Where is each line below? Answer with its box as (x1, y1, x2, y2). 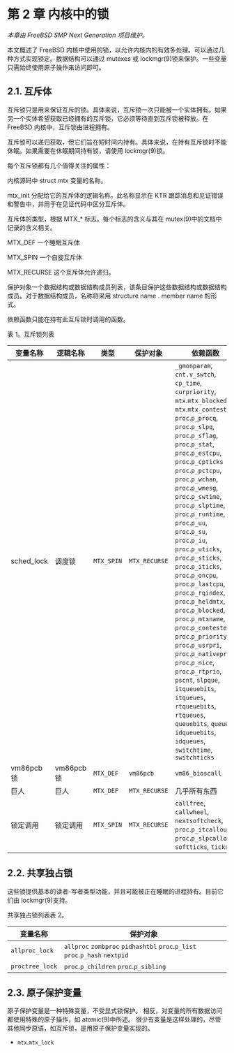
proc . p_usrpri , (175, 640, 222, 650)
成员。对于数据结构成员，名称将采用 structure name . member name (7, 291, 203, 300)
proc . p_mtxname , (175, 613, 226, 623)
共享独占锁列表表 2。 (7, 910, 68, 919)
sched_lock (10, 556, 49, 566)
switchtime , (175, 745, 213, 755)
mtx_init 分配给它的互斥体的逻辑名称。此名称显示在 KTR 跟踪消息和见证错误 (7, 191, 224, 199)
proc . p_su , (175, 526, 208, 536)
